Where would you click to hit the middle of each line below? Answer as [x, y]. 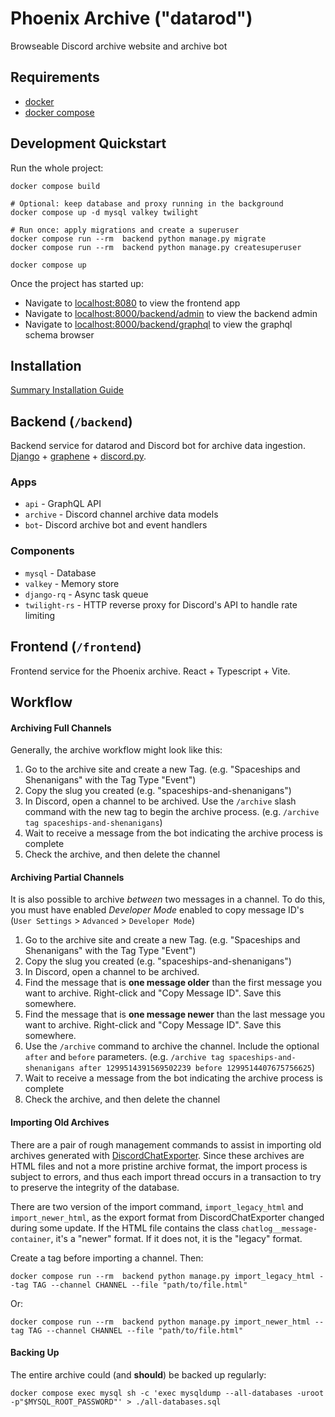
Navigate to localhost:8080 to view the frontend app [132, 303]
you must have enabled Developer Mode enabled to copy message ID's [157, 910]
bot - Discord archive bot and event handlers [116, 525]
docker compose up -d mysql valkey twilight [104, 212]
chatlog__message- [279, 1228]
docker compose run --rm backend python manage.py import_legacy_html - [167, 1276]
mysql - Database [60, 573]
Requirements [55, 77]
